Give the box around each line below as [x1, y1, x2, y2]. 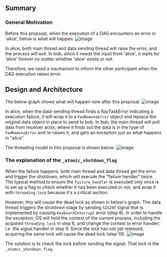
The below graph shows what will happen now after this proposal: [5, 98, 141, 104]
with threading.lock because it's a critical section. [5, 189, 109, 195]
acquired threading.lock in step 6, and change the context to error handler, [5, 220, 161, 226]
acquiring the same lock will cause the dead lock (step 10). [5, 231, 126, 237]
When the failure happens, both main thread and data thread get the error [5, 168, 157, 174]
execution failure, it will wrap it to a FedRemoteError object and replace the [5, 113, 157, 119]
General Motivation [5, 19, 53, 26]
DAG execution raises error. [5, 71, 62, 77]
